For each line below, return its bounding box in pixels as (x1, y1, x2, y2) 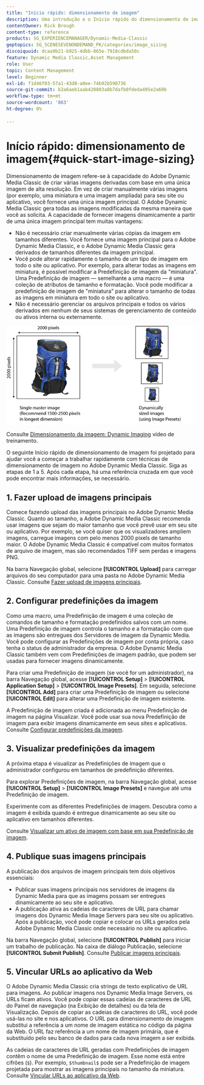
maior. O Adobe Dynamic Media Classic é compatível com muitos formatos (6, 541, 194, 548)
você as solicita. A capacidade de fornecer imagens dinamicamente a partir (6, 211, 195, 218)
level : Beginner (6, 74, 47, 80)
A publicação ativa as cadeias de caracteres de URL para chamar (15, 905, 179, 912)
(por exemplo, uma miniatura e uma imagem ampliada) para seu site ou (6, 191, 184, 199)
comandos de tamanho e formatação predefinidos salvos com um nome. (6, 618, 188, 626)
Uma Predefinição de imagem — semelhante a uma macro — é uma (15, 274, 185, 282)
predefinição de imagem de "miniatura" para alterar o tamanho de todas (15, 287, 196, 295)
